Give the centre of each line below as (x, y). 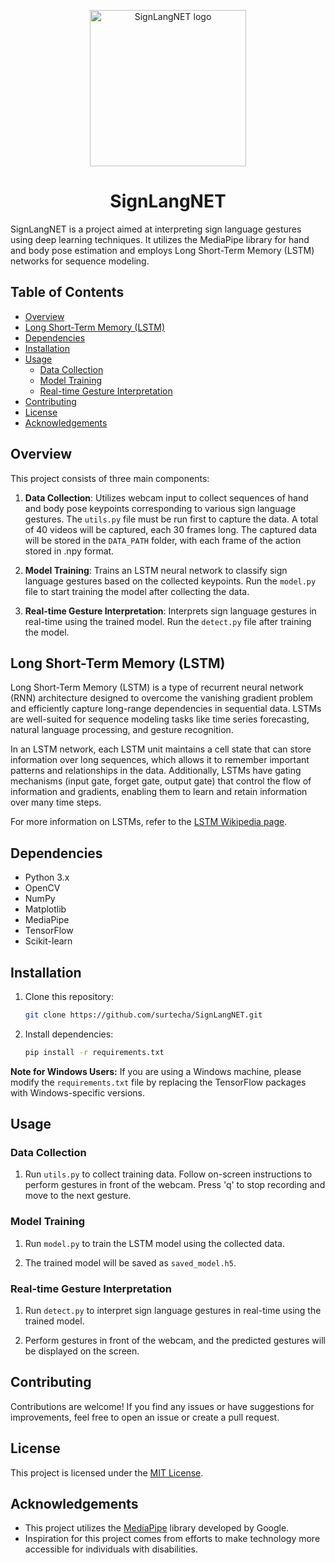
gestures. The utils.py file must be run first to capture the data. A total (171, 519)
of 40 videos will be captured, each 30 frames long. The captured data (171, 529)
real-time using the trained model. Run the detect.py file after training (168, 621)
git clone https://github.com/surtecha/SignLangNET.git (143, 1015)
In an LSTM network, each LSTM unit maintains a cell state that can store (161, 749)
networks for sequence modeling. (80, 261)
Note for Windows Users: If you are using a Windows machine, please (156, 1071)
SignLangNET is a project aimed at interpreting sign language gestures (156, 229)
